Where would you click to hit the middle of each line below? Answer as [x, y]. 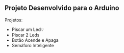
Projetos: [14, 20]
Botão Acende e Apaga [35, 40]
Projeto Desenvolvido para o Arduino [62, 8]
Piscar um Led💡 [28, 29]
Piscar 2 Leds [25, 35]
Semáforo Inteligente [33, 45]
